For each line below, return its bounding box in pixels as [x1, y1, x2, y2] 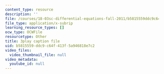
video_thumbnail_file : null [9, 52, 67, 57]
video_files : [5, 48, 32, 53]
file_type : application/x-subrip [5, 20, 73, 26]
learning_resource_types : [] [5, 25, 64, 30]
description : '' [5, 12, 38, 17]
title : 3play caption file [5, 39, 60, 44]
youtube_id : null [9, 61, 45, 66]
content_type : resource [5, 7, 54, 12]
